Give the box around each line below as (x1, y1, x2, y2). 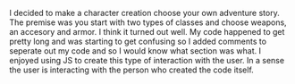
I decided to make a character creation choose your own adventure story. (9, 8, 280, 18)
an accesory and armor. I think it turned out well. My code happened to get (9, 27, 285, 37)
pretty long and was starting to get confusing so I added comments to (9, 36, 266, 46)
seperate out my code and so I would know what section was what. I (9, 46, 262, 56)
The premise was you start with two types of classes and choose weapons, (9, 17, 288, 28)
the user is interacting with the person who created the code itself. (9, 64, 255, 75)
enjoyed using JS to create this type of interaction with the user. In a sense (9, 55, 284, 65)
